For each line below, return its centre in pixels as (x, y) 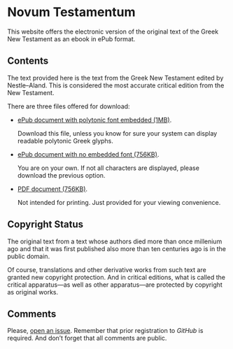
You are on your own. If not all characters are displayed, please (108, 168)
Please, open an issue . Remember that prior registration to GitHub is (105, 331)
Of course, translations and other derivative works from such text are (107, 269)
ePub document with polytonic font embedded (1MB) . (94, 120)
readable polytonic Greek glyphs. (65, 141)
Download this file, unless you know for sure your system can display (117, 133)
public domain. (29, 256)
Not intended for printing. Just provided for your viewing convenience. (119, 202)
